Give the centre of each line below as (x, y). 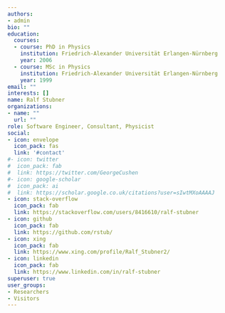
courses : (27, 41)
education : (23, 34)
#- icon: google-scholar (44, 179)
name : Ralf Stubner (36, 100)
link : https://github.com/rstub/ (63, 232)
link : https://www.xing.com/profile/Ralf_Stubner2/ (92, 252)
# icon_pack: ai (33, 186)
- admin (19, 21)
